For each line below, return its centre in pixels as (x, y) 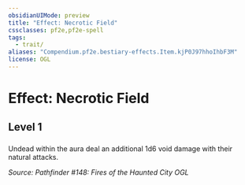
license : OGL (30, 60)
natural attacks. (33, 157)
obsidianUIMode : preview (49, 15)
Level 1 (25, 127)
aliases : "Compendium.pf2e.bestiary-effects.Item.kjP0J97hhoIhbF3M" (123, 52)
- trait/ (30, 45)
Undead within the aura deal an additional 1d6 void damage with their (121, 149)
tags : (17, 37)
